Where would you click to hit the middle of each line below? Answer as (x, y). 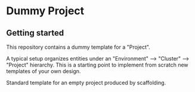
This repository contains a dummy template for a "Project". (78, 47)
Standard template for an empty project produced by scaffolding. (86, 83)
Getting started (35, 33)
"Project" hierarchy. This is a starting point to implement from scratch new (97, 65)
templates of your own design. (44, 71)
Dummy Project (45, 11)
